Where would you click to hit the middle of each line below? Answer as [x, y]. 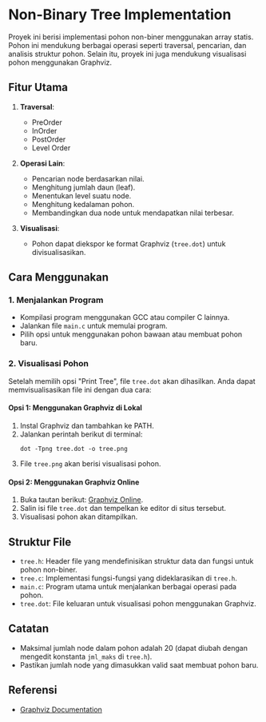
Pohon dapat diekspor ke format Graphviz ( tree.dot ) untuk [129, 243]
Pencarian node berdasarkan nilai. [88, 178]
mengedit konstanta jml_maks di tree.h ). [86, 656]
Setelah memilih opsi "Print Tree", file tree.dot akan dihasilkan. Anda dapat [132, 381]
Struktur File [40, 542]
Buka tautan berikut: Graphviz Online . [81, 500]
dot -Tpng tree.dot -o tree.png [73, 449]
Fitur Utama [38, 88]
